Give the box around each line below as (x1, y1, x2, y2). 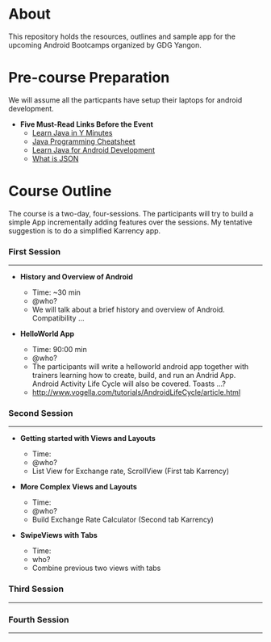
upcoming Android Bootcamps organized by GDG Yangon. (8, 40, 202, 49)
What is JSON (31, 153, 79, 163)
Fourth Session (8, 614, 69, 625)
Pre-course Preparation (8, 69, 170, 87)
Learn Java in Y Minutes (31, 128, 113, 137)
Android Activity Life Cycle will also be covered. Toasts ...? (31, 379, 226, 388)
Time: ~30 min (31, 287, 81, 297)
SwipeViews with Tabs (19, 531, 98, 540)
